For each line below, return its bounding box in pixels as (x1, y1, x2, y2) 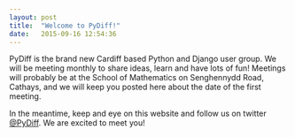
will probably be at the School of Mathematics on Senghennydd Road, (9, 72, 264, 83)
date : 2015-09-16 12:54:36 (9, 29, 117, 38)
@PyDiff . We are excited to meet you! (9, 118, 145, 128)
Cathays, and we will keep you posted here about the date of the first (9, 81, 261, 93)
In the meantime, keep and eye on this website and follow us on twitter (9, 108, 268, 119)
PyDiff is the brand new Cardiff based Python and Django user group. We (9, 54, 277, 65)
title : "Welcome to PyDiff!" (9, 21, 121, 30)
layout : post (9, 12, 58, 22)
